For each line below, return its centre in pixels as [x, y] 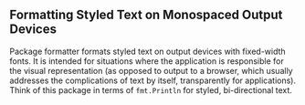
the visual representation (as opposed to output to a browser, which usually [152, 70]
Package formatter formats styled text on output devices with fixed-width [147, 51]
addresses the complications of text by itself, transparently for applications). [153, 80]
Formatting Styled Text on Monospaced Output [146, 15]
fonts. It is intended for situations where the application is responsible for [147, 61]
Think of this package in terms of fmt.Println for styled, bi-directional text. [151, 89]
